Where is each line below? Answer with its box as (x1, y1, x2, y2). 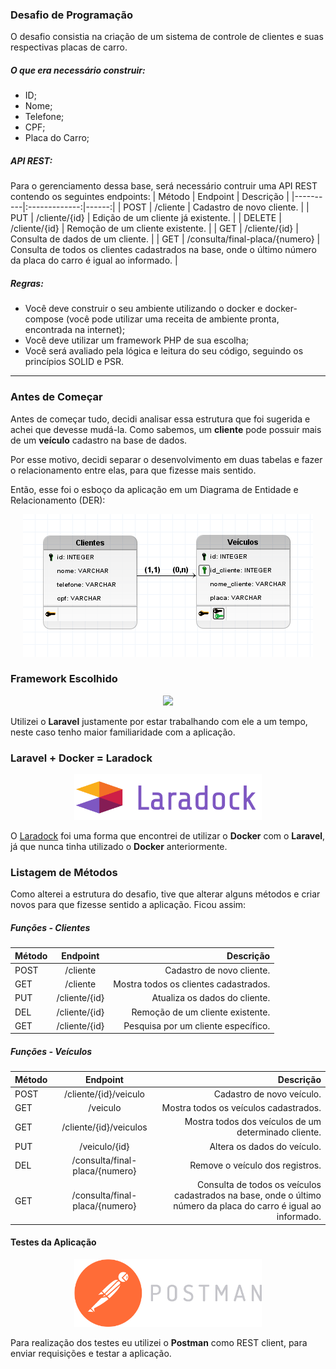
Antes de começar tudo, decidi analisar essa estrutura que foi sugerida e (10, 413, 311, 425)
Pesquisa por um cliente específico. (123, 1019, 271, 1032)
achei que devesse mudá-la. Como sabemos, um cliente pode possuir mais (10, 423, 322, 435)
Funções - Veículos (10, 1045, 93, 1057)
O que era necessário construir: (10, 64, 146, 76)
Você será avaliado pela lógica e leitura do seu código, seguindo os (24, 345, 304, 357)
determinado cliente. (236, 1126, 322, 1138)
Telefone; (24, 111, 65, 123)
